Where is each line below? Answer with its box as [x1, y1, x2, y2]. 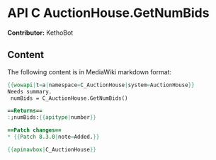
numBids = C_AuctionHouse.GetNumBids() [10, 94, 129, 102]
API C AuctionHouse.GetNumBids [7, 5, 210, 21]
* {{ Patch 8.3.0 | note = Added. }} [7, 133, 100, 140]
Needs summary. [7, 88, 52, 95]
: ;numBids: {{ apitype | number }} [7, 114, 97, 121]
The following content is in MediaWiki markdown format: [7, 67, 172, 76]
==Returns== [7, 108, 42, 115]
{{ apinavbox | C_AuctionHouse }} [7, 146, 97, 153]
